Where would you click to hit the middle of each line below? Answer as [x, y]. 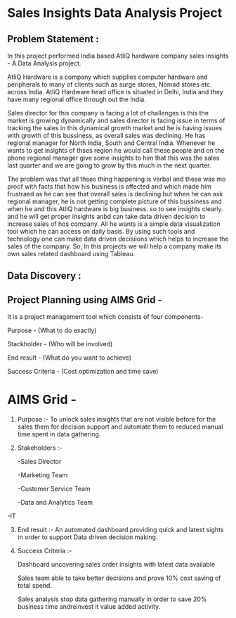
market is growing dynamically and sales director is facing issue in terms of [116, 120]
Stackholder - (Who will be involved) [60, 344]
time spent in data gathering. [59, 434]
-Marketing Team [42, 475]
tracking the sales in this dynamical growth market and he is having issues [115, 128]
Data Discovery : [45, 276]
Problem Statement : [53, 39]
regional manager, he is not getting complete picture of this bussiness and [115, 201]
